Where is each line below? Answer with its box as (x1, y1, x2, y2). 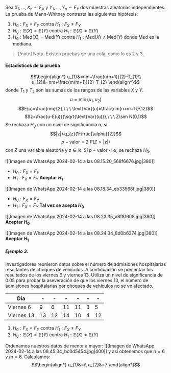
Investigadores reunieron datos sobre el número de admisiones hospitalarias (5, 261, 166, 267)
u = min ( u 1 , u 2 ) (69, 97, 102, 104)
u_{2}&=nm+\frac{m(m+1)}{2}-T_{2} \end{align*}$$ (31, 79, 140, 85)
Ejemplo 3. (5, 248, 29, 254)
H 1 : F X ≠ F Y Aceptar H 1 (12, 175, 63, 182)
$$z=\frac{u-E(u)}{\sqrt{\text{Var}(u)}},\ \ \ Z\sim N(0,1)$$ (25, 113, 147, 120)
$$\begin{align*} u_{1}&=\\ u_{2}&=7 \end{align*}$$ (31, 361, 140, 367)
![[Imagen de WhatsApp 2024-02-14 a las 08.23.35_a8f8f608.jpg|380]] (5, 213, 156, 219)
